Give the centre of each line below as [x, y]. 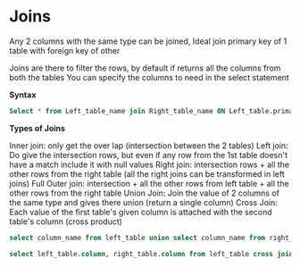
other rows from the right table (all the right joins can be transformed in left [147, 174]
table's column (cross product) [66, 221]
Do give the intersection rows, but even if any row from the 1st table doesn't [149, 154]
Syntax [23, 95]
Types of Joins [37, 128]
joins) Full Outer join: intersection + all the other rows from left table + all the [149, 183]
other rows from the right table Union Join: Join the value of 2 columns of [144, 193]
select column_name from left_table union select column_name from [137, 238]
